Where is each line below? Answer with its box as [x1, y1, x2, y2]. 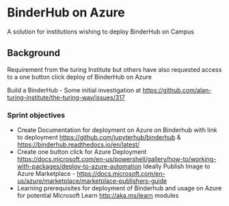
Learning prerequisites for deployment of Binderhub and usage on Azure [16, 184, 222, 192]
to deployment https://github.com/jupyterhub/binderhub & [16, 133, 181, 142]
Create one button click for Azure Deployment [16, 148, 147, 156]
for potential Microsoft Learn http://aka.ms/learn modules [16, 192, 179, 200]
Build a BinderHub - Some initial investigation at [7, 86, 142, 94]
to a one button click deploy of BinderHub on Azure [7, 73, 152, 81]
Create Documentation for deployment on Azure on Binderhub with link [16, 126, 217, 134]
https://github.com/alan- [142, 86, 212, 94]
